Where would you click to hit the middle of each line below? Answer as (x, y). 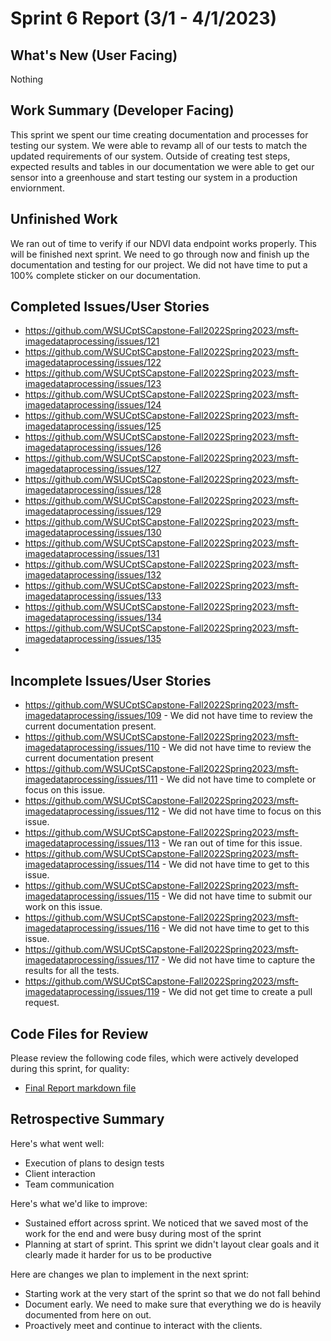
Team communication (69, 1184)
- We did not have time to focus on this (241, 811)
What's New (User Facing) (94, 55)
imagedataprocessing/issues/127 (93, 469)
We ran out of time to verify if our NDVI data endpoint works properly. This (163, 243)
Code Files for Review (79, 1033)
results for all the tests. (72, 971)
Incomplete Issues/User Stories (111, 680)
